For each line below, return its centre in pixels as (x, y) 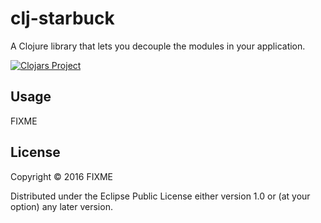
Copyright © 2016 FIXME (62, 176)
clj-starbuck (62, 18)
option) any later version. (61, 206)
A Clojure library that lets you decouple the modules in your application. (158, 46)
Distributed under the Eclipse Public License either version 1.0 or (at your (160, 196)
